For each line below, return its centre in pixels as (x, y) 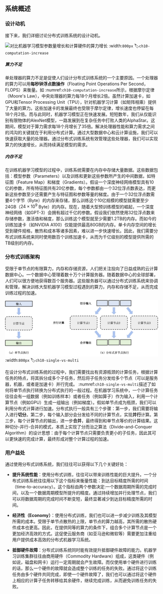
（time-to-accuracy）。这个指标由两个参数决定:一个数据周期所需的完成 (82, 487)
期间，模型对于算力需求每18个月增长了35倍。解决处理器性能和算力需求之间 (80, 126)
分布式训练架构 (23, 257)
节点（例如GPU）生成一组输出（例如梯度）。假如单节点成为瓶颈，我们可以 (83, 403)
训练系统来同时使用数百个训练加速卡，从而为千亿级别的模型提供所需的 (83, 237)
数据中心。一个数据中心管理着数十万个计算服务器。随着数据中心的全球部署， (81, 275)
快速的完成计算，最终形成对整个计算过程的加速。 (62, 439)
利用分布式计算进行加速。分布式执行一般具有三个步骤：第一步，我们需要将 (79, 408)
